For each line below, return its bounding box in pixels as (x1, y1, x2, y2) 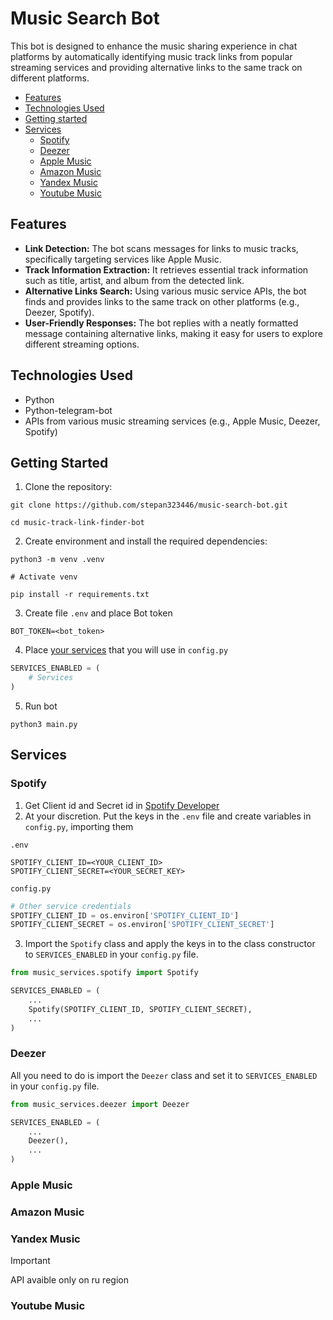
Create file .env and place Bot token (24, 607, 173, 619)
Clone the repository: (24, 481, 113, 493)
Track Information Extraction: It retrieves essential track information (24, 263, 309, 276)
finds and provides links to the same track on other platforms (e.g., (24, 295, 300, 307)
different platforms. (10, 72, 90, 84)
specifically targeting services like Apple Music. (24, 253, 222, 265)
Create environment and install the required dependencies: (24, 535, 268, 547)
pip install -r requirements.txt (10, 590, 150, 600)
